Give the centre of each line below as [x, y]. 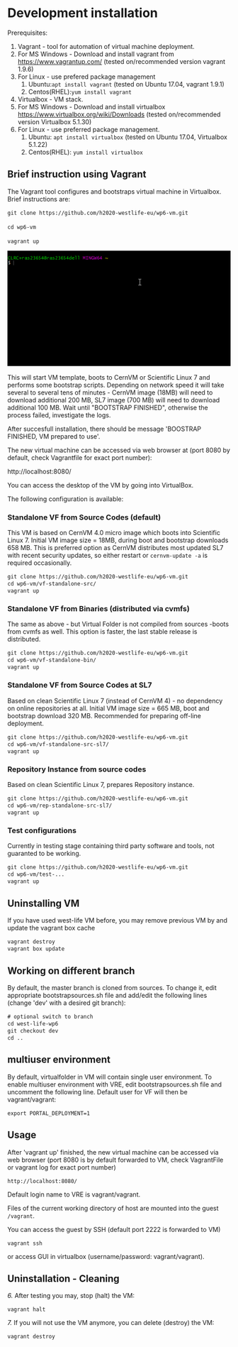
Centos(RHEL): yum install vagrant [80, 92]
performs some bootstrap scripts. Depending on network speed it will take [116, 385]
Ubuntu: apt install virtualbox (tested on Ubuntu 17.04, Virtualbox [128, 137]
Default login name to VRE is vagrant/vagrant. [74, 1194]
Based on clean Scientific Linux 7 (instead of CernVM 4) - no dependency [115, 700]
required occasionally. [40, 563]
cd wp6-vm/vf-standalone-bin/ [52, 660]
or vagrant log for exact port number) [62, 1167]
